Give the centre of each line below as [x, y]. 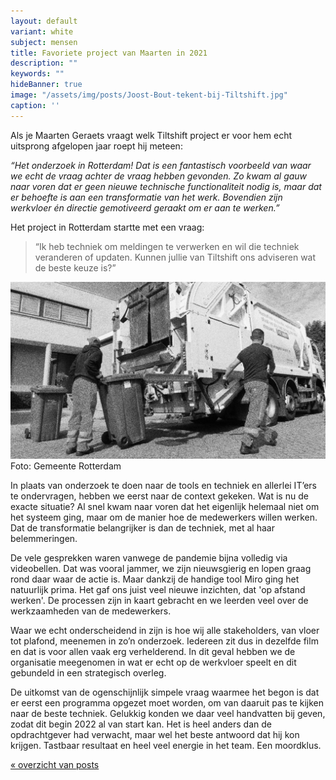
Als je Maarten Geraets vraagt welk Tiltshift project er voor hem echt [151, 135]
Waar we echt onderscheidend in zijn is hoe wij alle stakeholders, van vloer [165, 631]
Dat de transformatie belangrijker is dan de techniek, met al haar [142, 528]
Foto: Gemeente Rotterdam [66, 466]
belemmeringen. [44, 539]
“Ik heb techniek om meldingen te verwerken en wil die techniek [167, 246]
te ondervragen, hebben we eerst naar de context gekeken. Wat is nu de [159, 496]
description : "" [44, 63]
